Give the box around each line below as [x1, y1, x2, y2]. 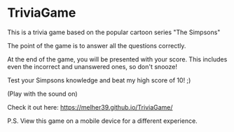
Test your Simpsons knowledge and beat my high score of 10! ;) [7, 75, 191, 85]
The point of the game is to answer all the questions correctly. [7, 41, 186, 50]
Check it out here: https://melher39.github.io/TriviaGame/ [7, 103, 173, 111]
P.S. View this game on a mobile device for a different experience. [7, 117, 198, 125]
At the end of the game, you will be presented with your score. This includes [7, 54, 228, 64]
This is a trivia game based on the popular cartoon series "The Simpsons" [7, 28, 221, 36]
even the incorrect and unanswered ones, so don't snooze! [7, 62, 177, 71]
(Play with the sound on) [7, 89, 78, 98]
